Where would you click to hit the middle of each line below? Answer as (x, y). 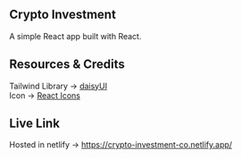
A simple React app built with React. (75, 36)
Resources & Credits (67, 65)
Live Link (35, 124)
